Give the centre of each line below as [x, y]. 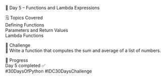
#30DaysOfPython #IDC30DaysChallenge [49, 71]
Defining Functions [25, 25]
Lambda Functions [24, 35]
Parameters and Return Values [37, 30]
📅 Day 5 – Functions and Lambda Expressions [52, 8]
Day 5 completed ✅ [25, 65]
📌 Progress [17, 60]
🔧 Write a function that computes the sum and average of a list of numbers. [83, 50]
